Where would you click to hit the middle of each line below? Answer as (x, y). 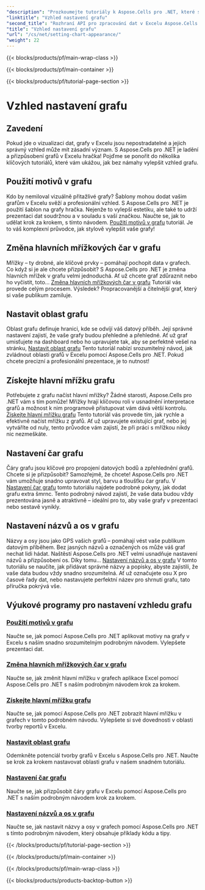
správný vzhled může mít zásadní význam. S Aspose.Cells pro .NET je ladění (103, 149)
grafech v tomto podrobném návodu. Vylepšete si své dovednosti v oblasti (100, 720)
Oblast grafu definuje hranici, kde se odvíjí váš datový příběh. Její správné (99, 329)
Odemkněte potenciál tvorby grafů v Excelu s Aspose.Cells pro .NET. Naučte (103, 755)
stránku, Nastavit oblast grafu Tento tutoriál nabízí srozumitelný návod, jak (99, 348)
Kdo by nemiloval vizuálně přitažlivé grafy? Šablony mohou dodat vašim (97, 196)
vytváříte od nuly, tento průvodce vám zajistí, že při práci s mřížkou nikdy (98, 428)
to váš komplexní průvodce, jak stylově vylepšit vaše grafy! (81, 229)
